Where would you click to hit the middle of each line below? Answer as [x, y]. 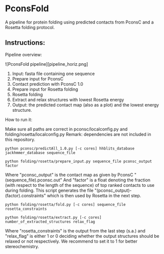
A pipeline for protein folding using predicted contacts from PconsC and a [80, 22]
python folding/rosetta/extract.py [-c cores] [53, 217]
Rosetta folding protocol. [30, 27]
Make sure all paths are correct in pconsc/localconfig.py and [66, 129]
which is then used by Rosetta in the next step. [94, 195]
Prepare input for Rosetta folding [45, 89]
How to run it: [19, 119]
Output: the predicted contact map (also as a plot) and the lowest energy [85, 105]
